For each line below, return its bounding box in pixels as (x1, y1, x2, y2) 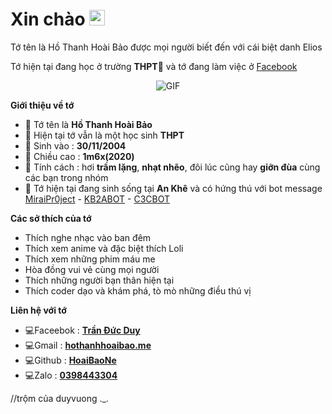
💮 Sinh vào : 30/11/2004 (24, 139, 127, 152)
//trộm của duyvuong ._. (10, 392, 109, 404)
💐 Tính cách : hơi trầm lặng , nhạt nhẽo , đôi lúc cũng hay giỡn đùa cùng (24, 161, 321, 173)
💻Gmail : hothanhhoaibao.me (24, 339, 152, 351)
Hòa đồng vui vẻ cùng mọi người (24, 263, 160, 275)
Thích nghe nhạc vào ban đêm (24, 231, 152, 243)
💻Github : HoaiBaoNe (24, 354, 117, 366)
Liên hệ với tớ (10, 304, 67, 316)
